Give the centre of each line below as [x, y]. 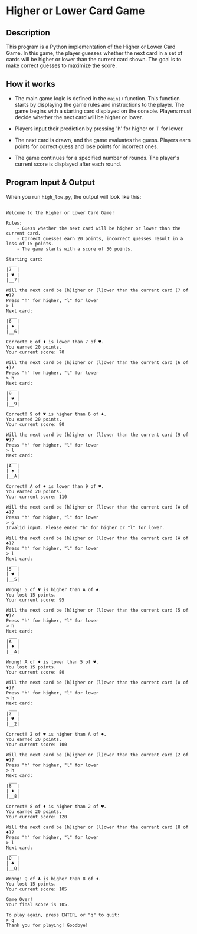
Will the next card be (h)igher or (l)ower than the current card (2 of [97, 755]
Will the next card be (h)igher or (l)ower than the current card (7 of [97, 290]
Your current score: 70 [35, 352]
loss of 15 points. [30, 244]
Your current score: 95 [35, 600]
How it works [31, 84]
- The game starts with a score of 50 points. [75, 249]
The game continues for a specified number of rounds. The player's [97, 158]
